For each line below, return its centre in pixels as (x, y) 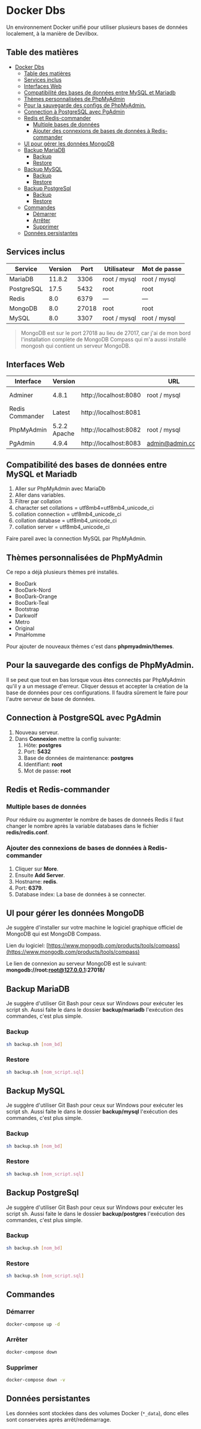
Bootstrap (27, 609)
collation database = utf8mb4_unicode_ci (66, 521)
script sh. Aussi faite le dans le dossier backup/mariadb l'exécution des (95, 1010)
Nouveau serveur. (37, 732)
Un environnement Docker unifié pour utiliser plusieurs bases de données (97, 27)
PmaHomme (30, 635)
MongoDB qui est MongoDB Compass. (54, 934)
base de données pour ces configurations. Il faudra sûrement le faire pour (97, 693)
